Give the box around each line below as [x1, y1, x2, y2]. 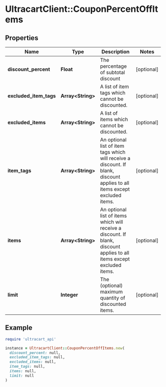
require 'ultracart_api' [5, 337, 56, 342]
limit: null [9, 373, 35, 378]
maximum [100, 288, 123, 295]
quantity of [100, 295, 125, 301]
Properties [5, 34, 39, 42]
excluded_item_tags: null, [9, 355, 65, 360]
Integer [60, 292, 78, 298]
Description [101, 48, 130, 55]
